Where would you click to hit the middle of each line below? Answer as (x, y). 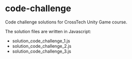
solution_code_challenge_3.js (41, 51)
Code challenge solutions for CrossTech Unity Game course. (66, 22)
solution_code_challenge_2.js (42, 46)
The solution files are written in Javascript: (48, 31)
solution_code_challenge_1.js (41, 41)
